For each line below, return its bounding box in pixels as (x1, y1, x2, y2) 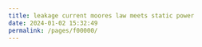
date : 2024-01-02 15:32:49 (8, 19, 98, 27)
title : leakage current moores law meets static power (8, 11, 195, 20)
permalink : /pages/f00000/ (8, 26, 98, 34)
